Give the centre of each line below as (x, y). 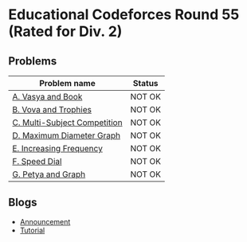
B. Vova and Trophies (52, 109)
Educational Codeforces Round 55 (124, 15)
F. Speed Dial (37, 161)
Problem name (67, 83)
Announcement (45, 221)
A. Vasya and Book (47, 97)
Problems (33, 61)
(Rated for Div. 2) (65, 31)
